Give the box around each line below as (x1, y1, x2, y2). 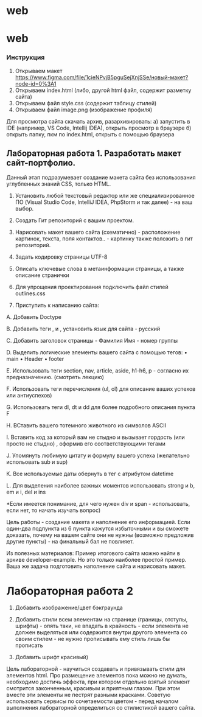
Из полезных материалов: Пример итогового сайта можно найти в (6, 550, 181, 557)
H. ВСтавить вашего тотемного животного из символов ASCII (6, 422, 166, 429)
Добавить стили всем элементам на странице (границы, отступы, (15, 616, 188, 623)
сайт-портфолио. (6, 158, 76, 168)
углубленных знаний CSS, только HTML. (6, 180, 111, 187)
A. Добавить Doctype (6, 313, 62, 321)
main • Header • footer (6, 355, 64, 363)
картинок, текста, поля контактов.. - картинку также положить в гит (15, 235, 193, 242)
